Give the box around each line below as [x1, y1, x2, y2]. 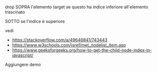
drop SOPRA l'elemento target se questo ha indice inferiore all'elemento [5, 4, 149, 10]
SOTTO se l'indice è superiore [5, 19, 65, 24]
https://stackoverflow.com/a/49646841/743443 [12, 37, 108, 43]
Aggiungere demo [5, 62, 41, 67]
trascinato [5, 9, 25, 15]
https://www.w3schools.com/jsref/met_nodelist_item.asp [12, 42, 126, 48]
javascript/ [12, 52, 33, 58]
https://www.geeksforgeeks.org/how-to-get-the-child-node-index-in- [12, 48, 152, 53]
